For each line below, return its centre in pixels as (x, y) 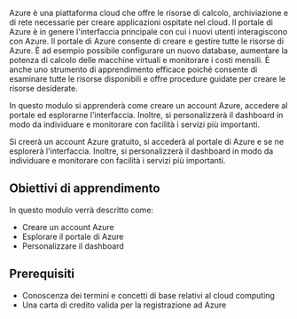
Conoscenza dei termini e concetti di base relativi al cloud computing (148, 295)
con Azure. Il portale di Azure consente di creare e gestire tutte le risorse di (147, 41)
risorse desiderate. (43, 88)
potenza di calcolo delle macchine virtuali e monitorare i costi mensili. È (140, 60)
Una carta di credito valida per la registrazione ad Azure (124, 305)
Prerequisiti (42, 274)
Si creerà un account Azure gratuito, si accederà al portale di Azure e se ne (147, 142)
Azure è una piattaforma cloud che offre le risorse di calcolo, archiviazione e (149, 13)
